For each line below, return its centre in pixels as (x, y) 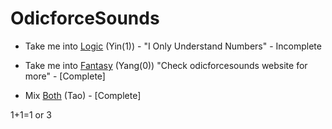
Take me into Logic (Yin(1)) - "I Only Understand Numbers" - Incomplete (173, 46)
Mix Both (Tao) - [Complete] (83, 95)
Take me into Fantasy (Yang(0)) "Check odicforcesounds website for (166, 65)
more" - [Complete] (65, 76)
